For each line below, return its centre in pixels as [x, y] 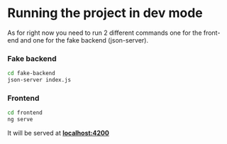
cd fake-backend [31, 73]
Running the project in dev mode [105, 13]
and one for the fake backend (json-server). [84, 40]
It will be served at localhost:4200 [59, 133]
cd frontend [25, 113]
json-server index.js [39, 80]
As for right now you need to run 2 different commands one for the [105, 33]
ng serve [20, 120]
